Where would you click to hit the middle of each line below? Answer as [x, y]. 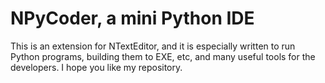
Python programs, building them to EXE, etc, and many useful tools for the [163, 56]
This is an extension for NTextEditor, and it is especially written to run [153, 46]
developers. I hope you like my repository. [96, 67]
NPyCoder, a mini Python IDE [132, 18]
